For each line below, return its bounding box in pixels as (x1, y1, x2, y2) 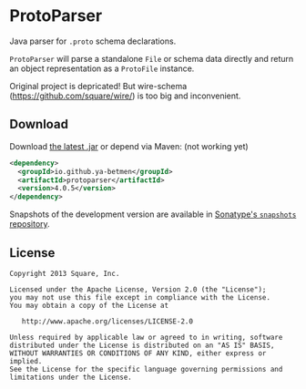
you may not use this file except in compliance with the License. (9, 292, 271, 302)
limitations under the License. (9, 373, 132, 382)
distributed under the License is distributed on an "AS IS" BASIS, (9, 341, 275, 350)
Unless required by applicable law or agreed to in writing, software (9, 333, 283, 342)
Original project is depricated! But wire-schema (9, 80, 188, 91)
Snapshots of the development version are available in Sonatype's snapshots (9, 209, 297, 220)
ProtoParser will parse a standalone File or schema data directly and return (9, 53, 294, 64)
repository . (9, 219, 50, 230)
